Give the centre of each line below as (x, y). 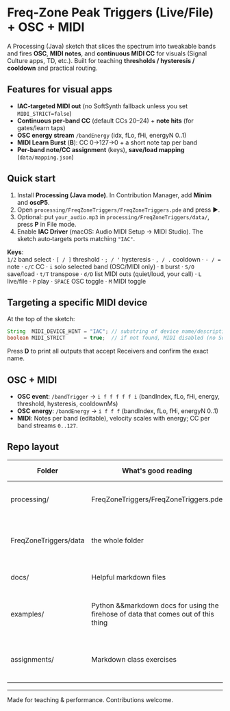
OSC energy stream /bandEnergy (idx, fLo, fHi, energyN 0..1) (102, 135)
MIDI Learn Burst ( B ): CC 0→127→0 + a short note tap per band (107, 142)
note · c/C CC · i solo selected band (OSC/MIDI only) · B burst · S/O (101, 266)
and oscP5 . (33, 202)
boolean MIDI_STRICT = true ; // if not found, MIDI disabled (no (111, 338)
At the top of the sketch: (41, 319)
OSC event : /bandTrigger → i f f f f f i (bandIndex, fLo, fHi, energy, (118, 396)
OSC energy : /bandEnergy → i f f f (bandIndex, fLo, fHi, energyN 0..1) (118, 411)
